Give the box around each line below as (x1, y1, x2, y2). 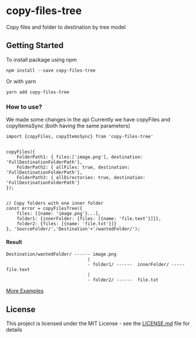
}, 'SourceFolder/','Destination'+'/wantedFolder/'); (6, 226, 141, 232)
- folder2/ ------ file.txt (87, 277, 159, 283)
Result (6, 238, 22, 245)
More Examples (6, 288, 44, 295)
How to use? (6, 103, 42, 111)
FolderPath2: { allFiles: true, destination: (16, 164, 130, 171)
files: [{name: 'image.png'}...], (16, 211, 101, 217)
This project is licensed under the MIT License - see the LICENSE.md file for (6, 320, 190, 327)
